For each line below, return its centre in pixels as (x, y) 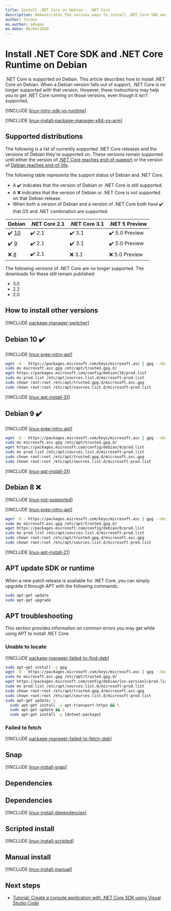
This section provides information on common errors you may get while (80, 628)
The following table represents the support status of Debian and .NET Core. (84, 175)
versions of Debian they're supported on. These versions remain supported (84, 154)
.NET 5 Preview (128, 224)
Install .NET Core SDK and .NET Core (84, 54)
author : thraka (21, 19)
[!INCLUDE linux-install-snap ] (36, 767)
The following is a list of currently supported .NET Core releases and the (81, 149)
